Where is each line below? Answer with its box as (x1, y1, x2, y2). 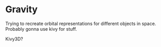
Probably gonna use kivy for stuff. (5, 26, 77, 32)
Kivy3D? (5, 36, 23, 42)
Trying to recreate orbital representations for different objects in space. (5, 20, 156, 27)
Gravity (5, 4, 38, 15)
